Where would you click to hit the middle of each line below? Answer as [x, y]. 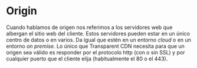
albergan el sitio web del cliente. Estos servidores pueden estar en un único [98, 33]
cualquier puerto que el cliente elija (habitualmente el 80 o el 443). [87, 59]
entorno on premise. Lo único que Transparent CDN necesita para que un [95, 46]
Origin [22, 11]
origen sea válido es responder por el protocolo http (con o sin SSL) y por [96, 52]
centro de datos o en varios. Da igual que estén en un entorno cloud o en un [99, 40]
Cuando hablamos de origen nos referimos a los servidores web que [89, 27]
